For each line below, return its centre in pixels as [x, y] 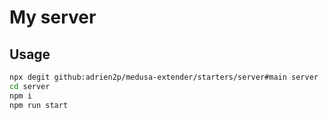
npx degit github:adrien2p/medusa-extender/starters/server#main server [164, 77]
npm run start [39, 105]
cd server [30, 86]
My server [53, 17]
